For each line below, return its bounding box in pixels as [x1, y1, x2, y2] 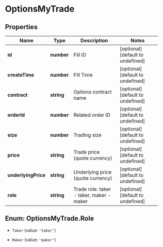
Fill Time [73, 71, 93, 78]
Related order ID [73, 112, 111, 118]
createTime [7, 71, 34, 78]
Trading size [73, 132, 102, 138]
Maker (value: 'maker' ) [12, 237, 56, 243]
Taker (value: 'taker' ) [12, 227, 56, 233]
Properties [5, 23, 38, 31]
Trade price [73, 149, 100, 155]
